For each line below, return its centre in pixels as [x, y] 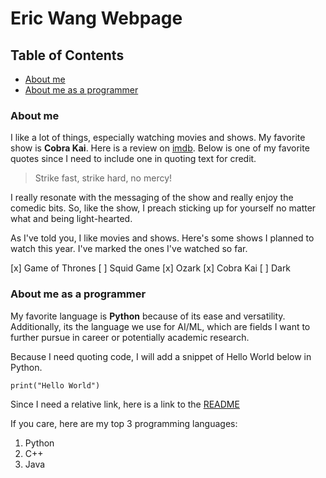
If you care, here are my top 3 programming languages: [124, 423]
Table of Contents [67, 55]
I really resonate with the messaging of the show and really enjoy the [152, 198]
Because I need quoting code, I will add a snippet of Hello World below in [161, 356]
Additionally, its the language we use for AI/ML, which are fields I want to [160, 326]
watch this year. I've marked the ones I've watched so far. [129, 249]
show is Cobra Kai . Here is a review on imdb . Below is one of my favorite [160, 148]
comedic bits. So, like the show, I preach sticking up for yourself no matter [163, 208]
